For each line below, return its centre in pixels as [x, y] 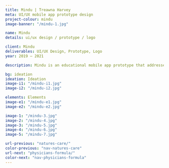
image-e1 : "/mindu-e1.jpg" [33, 102]
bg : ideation [19, 74]
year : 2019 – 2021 [24, 56]
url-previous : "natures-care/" [38, 144]
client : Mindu [20, 47]
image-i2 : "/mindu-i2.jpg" [33, 89]
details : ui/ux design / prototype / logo [50, 38]
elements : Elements [26, 98]
